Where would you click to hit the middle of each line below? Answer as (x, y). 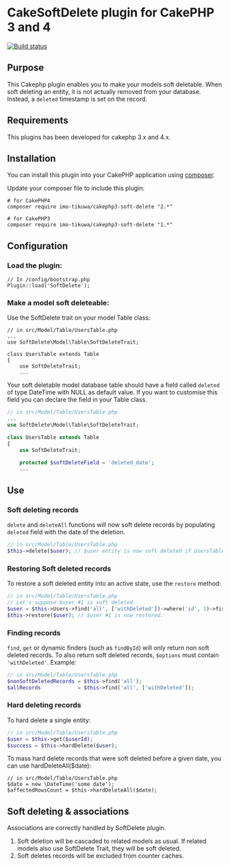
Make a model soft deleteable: (58, 303)
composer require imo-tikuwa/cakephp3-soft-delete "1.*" (90, 225)
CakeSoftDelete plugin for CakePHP (111, 13)
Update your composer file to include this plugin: (76, 188)
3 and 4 (29, 27)
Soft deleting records (43, 510)
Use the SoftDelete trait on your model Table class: (79, 318)
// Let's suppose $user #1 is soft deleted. (72, 602)
